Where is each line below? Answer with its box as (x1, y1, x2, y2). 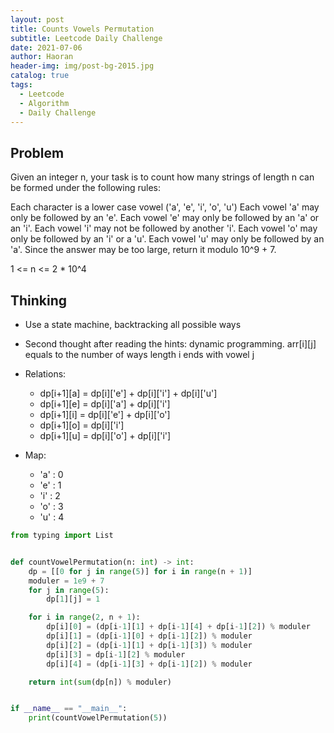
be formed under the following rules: (10, 182, 161, 194)
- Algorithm (19, 98, 70, 108)
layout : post (10, 14, 65, 25)
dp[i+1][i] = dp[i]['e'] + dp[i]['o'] (39, 409, 171, 420)
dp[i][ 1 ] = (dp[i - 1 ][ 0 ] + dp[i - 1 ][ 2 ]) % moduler (46, 631, 253, 641)
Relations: (24, 368, 67, 380)
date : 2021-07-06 (10, 42, 83, 53)
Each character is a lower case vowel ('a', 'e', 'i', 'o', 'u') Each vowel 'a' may (10, 201, 320, 213)
